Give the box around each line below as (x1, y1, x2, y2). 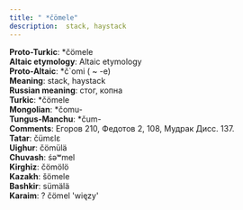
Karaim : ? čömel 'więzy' (9, 190, 99, 201)
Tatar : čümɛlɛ (9, 132, 61, 143)
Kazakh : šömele (9, 170, 70, 181)
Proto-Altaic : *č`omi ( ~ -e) (9, 65, 111, 77)
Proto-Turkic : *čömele (9, 46, 94, 57)
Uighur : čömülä (9, 142, 67, 153)
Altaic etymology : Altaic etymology (9, 56, 142, 67)
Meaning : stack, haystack (9, 75, 106, 86)
